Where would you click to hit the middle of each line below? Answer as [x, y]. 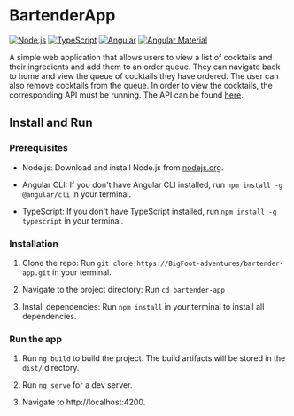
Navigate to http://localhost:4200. [84, 402]
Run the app [35, 339]
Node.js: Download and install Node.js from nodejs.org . [123, 167]
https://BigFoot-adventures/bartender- [210, 263]
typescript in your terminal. [73, 220]
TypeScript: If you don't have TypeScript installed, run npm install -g [149, 211]
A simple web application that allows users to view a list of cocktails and [141, 57]
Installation [34, 243]
